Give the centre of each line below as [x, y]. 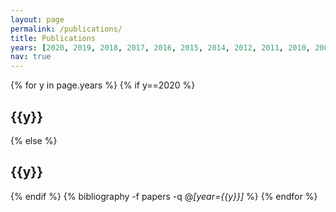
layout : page [37, 19]
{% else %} [34, 140]
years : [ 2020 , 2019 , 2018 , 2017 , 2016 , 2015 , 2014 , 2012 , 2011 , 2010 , [160, 47]
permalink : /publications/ [66, 29]
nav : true [31, 57]
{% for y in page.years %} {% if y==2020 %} [103, 85]
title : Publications [53, 38]
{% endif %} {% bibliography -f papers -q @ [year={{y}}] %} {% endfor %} [164, 196]
